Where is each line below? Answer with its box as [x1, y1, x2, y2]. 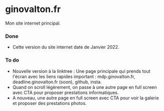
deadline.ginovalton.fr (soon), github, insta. [12, 79, 102, 85]
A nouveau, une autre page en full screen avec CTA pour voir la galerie [12, 94, 159, 101]
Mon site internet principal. [5, 20, 61, 26]
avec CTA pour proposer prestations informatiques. [12, 89, 119, 95]
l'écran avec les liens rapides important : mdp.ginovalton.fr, [12, 73, 135, 79]
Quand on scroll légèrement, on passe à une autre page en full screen [12, 84, 157, 90]
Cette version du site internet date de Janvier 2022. [12, 44, 119, 50]
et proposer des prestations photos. [12, 100, 87, 106]
